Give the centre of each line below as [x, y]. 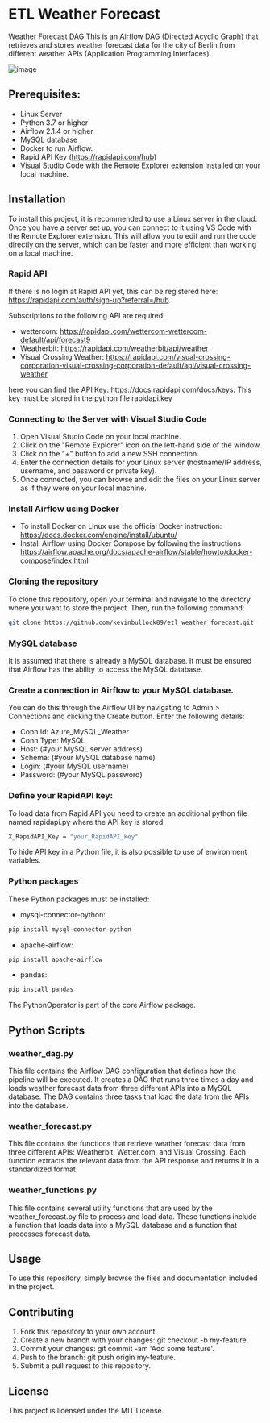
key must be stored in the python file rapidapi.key [91, 398]
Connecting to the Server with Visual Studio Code [108, 418]
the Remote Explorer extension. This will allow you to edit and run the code [132, 235]
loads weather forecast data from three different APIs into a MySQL [120, 1088]
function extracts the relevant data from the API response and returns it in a [134, 1161]
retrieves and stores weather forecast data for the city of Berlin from [122, 44]
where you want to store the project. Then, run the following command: [127, 607]
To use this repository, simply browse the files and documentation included [133, 1278]
